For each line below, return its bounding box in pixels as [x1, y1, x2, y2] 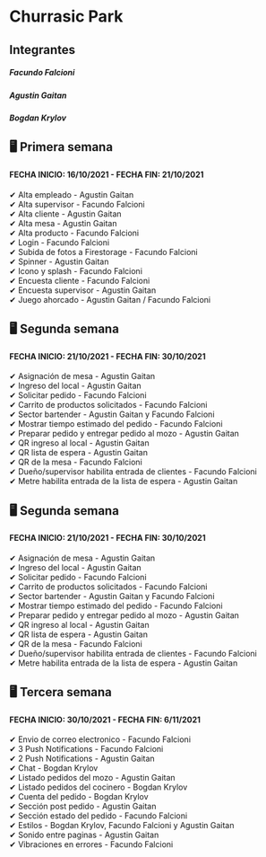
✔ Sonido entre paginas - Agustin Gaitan [9, 829, 159, 841]
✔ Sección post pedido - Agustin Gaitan [9, 801, 157, 812]
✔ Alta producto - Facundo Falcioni [9, 227, 140, 238]
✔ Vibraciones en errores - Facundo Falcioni [9, 839, 174, 850]
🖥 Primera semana [9, 139, 114, 155]
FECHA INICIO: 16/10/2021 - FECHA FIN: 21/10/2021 [9, 169, 204, 180]
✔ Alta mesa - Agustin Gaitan [9, 217, 117, 228]
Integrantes [9, 42, 76, 57]
